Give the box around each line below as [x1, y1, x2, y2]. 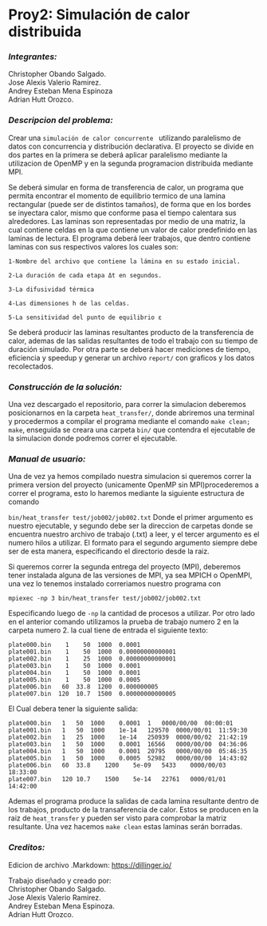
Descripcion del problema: [8, 114, 113, 126]
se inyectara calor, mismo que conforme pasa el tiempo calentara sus [8, 208, 237, 218]
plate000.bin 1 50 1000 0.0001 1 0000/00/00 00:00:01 [8, 720, 234, 728]
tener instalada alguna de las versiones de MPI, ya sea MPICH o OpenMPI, [8, 570, 253, 581]
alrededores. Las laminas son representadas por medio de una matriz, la [8, 216, 245, 226]
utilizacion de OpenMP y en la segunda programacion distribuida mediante [8, 158, 253, 168]
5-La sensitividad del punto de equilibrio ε [8, 313, 162, 321]
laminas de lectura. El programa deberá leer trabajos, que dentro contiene [8, 233, 251, 243]
